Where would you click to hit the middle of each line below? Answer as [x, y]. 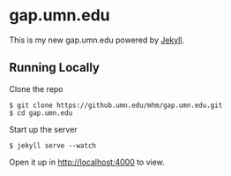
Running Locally [54, 68]
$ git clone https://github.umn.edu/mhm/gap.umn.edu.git [116, 105]
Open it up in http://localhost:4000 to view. [87, 162]
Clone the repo [36, 88]
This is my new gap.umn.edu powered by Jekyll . [97, 40]
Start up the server [43, 129]
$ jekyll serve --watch [53, 145]
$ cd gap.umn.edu [41, 113]
